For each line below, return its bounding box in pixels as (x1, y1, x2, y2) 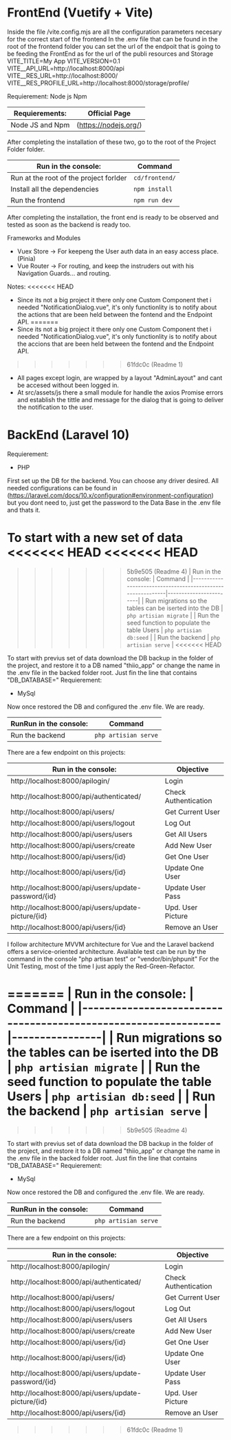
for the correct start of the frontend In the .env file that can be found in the (7, 34, 218, 43)
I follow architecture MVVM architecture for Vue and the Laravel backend (7, 940, 214, 948)
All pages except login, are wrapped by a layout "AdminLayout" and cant (16, 373, 223, 382)
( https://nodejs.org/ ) (76, 120, 142, 129)
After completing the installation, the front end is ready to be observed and (7, 213, 219, 221)
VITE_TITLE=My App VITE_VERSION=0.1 (7, 56, 120, 65)
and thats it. (7, 505, 41, 514)
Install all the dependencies (10, 184, 99, 194)
